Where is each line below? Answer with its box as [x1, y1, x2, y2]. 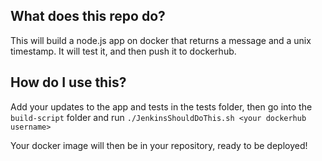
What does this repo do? [10, 8, 166, 25]
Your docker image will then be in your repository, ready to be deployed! [10, 139, 308, 151]
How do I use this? [10, 74, 127, 91]
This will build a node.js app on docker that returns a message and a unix [10, 34, 312, 46]
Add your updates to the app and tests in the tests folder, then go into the [10, 100, 313, 113]
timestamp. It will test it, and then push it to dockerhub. [10, 45, 237, 57]
